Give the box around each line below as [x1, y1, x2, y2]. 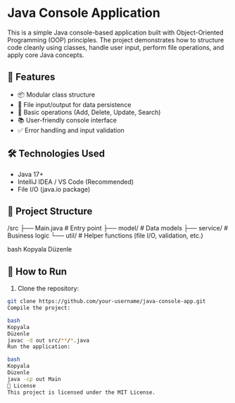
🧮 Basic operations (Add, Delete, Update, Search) [17, 108, 161, 116]
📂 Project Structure [7, 205, 93, 217]
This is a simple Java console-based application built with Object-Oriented [7, 28, 224, 37]
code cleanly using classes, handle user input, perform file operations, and [7, 43, 224, 51]
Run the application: [7, 343, 71, 350]
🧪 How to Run [7, 266, 68, 278]
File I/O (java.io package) [17, 185, 91, 193]
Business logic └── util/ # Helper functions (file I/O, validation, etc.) [7, 231, 204, 240]
